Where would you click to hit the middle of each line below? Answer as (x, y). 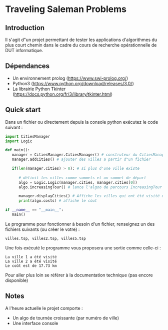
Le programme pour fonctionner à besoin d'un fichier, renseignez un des (80, 224)
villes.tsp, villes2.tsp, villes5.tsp (45, 238)
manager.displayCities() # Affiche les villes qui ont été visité (89, 196)
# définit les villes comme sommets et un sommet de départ (82, 178)
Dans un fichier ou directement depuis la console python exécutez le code (82, 122)
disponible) (17, 280)
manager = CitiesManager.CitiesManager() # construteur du (74, 155)
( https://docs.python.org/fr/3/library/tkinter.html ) (62, 94)
